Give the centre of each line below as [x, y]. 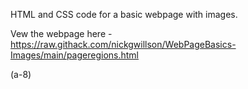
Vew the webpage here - [61, 33]
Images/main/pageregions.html [74, 55]
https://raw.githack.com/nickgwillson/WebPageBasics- [123, 44]
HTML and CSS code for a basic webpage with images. [124, 14]
